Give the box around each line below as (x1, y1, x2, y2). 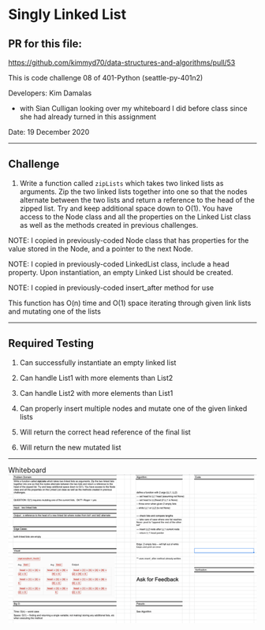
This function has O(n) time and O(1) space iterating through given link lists (8, 298, 252, 308)
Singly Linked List (8, 6, 127, 24)
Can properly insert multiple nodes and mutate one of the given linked (19, 404, 248, 413)
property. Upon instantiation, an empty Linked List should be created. (8, 267, 234, 277)
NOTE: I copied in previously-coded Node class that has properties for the (8, 235, 249, 245)
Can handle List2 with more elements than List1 (19, 388, 174, 397)
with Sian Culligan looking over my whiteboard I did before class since (19, 104, 248, 113)
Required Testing (8, 337, 95, 350)
